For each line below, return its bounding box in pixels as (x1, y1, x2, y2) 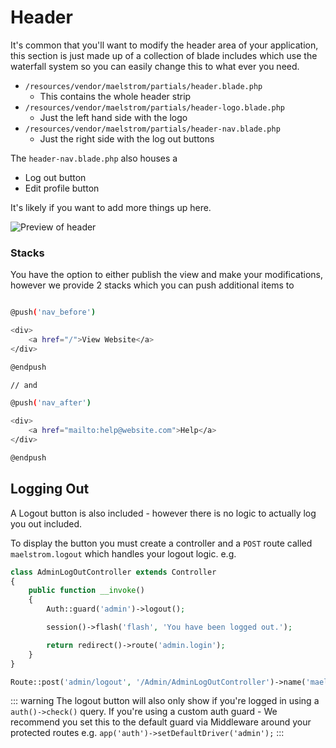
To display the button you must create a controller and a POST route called (10, 537, 313, 549)
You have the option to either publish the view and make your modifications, (10, 269, 324, 281)
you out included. (10, 517, 83, 530)
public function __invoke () (28, 586, 145, 596)
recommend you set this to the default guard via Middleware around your (10, 716, 312, 728)
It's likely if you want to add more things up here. (10, 201, 212, 213)
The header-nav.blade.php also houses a (10, 152, 178, 164)
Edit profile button (24, 182, 100, 194)
